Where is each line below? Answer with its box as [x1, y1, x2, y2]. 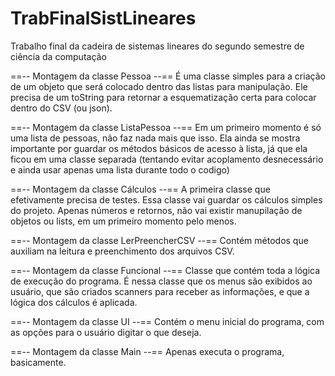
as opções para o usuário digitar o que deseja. [10, 326, 202, 338]
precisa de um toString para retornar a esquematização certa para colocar [10, 91, 317, 103]
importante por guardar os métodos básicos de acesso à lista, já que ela [10, 142, 308, 154]
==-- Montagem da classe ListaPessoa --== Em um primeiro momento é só [10, 121, 322, 133]
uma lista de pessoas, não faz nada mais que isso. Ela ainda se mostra [10, 132, 301, 144]
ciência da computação [10, 50, 107, 62]
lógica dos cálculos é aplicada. [10, 296, 138, 308]
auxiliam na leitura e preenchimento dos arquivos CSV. [10, 245, 235, 257]
